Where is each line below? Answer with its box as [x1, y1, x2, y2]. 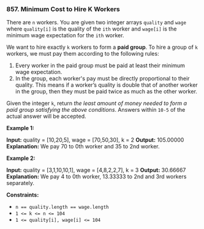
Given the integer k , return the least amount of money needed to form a [6, 100, 187, 107]
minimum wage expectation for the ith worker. [6, 32, 124, 39]
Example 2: [6, 154, 36, 162]
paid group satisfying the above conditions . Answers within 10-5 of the [6, 106, 186, 114]
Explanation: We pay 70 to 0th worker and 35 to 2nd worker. [6, 143, 161, 150]
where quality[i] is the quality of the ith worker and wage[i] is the [6, 25, 177, 32]
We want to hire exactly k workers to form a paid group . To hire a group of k [6, 43, 198, 51]
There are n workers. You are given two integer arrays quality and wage [6, 19, 187, 26]
